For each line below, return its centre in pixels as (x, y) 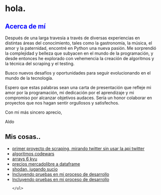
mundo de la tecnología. (29, 78)
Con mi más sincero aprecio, (33, 112)
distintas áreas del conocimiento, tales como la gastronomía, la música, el (79, 43)
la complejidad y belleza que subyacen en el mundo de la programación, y (79, 53)
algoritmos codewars (33, 153)
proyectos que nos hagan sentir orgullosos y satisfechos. (62, 103)
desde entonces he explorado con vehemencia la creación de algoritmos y (80, 58)
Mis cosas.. (23, 137)
